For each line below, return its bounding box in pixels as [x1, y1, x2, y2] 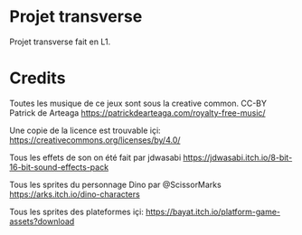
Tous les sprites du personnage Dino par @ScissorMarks [9, 179, 222, 190]
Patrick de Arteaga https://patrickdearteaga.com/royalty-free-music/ [9, 107, 266, 118]
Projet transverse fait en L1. [9, 36, 111, 47]
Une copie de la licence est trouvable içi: [9, 125, 161, 136]
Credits [9, 68, 66, 89]
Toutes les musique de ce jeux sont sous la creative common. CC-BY [9, 98, 268, 108]
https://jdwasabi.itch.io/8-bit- [183, 152, 293, 163]
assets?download [9, 215, 75, 227]
